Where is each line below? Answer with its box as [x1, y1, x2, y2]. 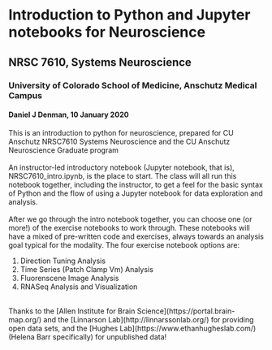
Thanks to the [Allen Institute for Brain [8, 306, 136, 316]
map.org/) [8, 314, 42, 324]
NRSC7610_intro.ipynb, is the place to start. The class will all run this [8, 171, 237, 180]
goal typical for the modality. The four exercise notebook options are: [8, 240, 240, 249]
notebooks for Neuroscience [8, 23, 205, 41]
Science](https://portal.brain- [136, 306, 235, 316]
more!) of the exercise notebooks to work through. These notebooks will [8, 223, 250, 232]
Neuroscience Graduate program [8, 145, 119, 155]
